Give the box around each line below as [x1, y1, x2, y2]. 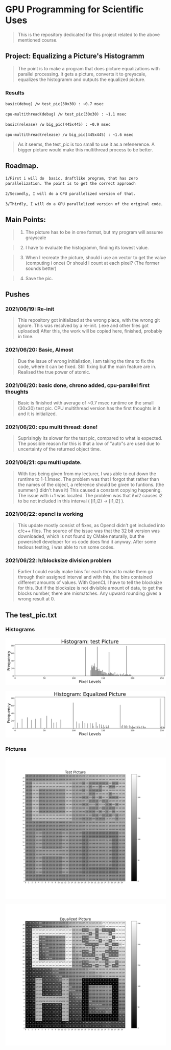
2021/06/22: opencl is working [5, 511, 83, 518]
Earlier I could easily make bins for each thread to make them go [17, 569, 154, 575]
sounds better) [25, 265, 57, 271]
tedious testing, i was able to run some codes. [17, 544, 115, 550]
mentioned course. [17, 37, 58, 43]
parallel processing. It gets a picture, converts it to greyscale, [17, 71, 147, 77]
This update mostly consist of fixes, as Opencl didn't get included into [17, 522, 165, 528]
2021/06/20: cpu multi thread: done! [5, 423, 98, 431]
